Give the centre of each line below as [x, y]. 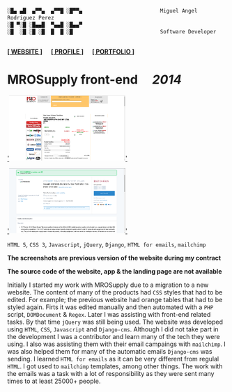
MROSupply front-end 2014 [95, 80]
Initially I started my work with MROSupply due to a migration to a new [108, 285]
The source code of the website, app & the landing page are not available [115, 271]
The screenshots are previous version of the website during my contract [114, 258]
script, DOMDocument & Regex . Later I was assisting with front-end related [109, 314]
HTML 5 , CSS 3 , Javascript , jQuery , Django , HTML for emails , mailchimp [107, 244]
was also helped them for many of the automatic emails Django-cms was [110, 351]
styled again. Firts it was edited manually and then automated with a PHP [110, 307]
